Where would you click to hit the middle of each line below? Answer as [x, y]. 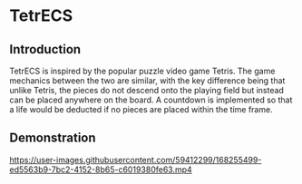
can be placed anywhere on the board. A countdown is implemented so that [151, 100]
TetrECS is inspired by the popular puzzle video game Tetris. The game [142, 71]
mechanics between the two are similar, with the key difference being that [147, 81]
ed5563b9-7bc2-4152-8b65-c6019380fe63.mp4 [101, 169]
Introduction [45, 49]
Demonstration [53, 138]
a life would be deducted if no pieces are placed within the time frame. [141, 109]
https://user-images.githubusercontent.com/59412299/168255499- [136, 160]
